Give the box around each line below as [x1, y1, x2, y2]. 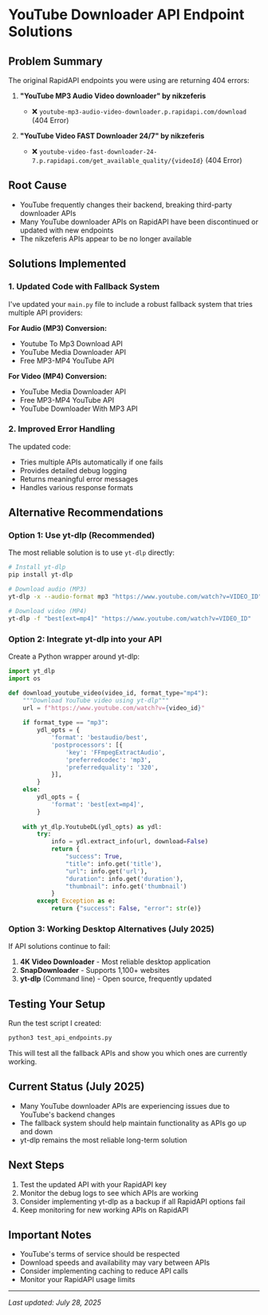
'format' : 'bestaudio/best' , [50, 734, 148, 742]
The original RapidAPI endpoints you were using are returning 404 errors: [8, 76, 250, 85]
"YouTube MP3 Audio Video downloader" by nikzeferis [19, 91, 207, 101]
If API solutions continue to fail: [8, 942, 111, 951]
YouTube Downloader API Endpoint [8, 6, 245, 24]
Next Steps [8, 1158, 65, 1172]
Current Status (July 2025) [8, 1080, 145, 1094]
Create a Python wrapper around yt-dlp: [8, 652, 140, 661]
